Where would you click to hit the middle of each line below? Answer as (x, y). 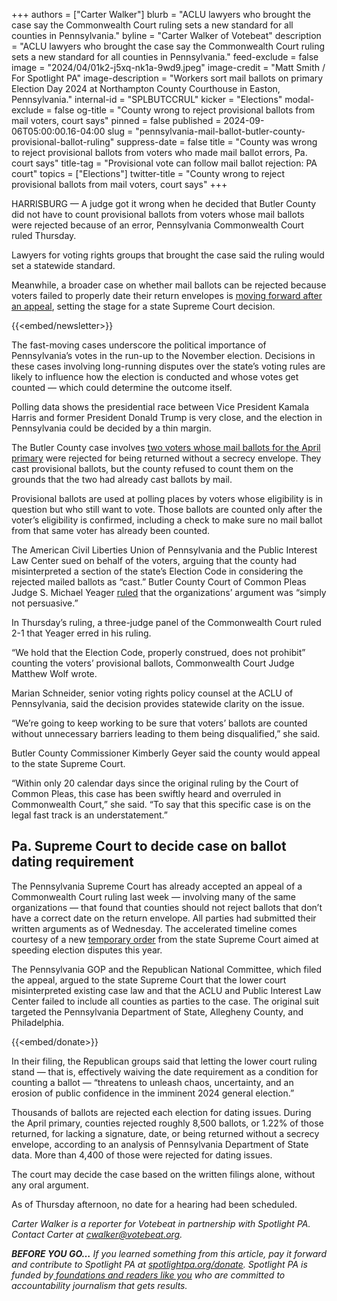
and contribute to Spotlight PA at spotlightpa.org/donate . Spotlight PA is (159, 1264)
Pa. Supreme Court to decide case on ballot (149, 846)
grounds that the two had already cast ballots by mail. (122, 479)
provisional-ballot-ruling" (63, 142)
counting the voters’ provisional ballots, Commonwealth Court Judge (153, 663)
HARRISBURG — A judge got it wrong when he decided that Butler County (164, 203)
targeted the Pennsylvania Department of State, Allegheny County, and (157, 1011)
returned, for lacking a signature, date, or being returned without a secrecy (165, 1133)
